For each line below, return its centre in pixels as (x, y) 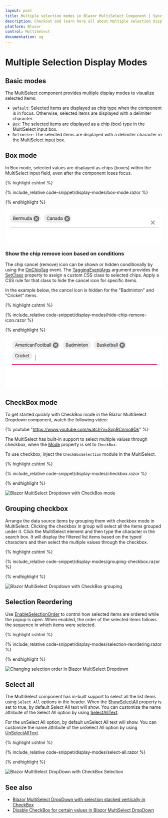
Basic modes (26, 81)
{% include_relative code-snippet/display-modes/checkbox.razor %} (76, 473)
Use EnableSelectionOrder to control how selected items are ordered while (82, 614)
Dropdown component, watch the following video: (57, 420)
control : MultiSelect (28, 32)
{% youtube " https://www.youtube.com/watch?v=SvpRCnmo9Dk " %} (77, 429)
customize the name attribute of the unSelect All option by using (71, 728)
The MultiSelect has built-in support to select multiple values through (76, 439)
